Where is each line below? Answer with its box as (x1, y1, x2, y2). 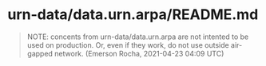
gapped (26, 49, 54, 58)
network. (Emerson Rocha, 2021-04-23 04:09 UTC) (54, 49, 224, 58)
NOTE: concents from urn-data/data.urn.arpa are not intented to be (26, 32, 249, 41)
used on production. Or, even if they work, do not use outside (26, 40, 229, 49)
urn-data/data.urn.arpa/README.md (7, 6, 259, 24)
